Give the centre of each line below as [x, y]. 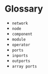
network [20, 23]
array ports [24, 66]
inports [20, 55]
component [22, 34]
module [19, 39]
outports [21, 61]
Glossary [24, 9]
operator [21, 45]
